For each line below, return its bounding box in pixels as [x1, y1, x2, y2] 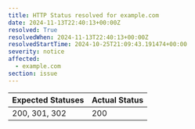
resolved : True [8, 26, 58, 34]
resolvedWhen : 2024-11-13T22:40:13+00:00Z [8, 33, 149, 41]
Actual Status [91, 95, 143, 106]
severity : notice [8, 48, 65, 56]
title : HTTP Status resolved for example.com [8, 11, 159, 20]
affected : [8, 56, 41, 63]
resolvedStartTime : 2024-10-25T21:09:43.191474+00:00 [8, 41, 188, 48]
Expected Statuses [12, 95, 85, 106]
